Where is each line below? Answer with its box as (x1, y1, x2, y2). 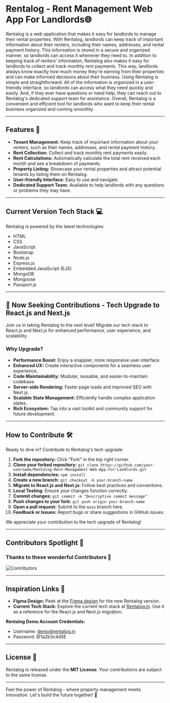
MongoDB (13, 271, 34, 277)
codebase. (13, 378, 36, 384)
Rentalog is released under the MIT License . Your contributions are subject (6, 666, 162, 673)
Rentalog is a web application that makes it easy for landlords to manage (6, 31, 157, 37)
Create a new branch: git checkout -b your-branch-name (13, 477, 133, 483)
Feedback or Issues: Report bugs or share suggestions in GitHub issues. (13, 509, 165, 515)
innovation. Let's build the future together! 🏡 (6, 691, 98, 698)
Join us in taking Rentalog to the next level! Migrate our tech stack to (6, 322, 148, 328)
